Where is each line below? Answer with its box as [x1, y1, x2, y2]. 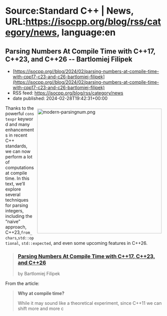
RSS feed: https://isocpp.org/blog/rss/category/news [12, 90, 123, 96]
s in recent [5, 132, 28, 138]
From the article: [5, 280, 39, 287]
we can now [5, 148, 31, 154]
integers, [5, 208, 24, 213]
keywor [17, 116, 33, 122]
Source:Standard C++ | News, [5, 5, 134, 17]
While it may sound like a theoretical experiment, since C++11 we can [17, 300, 162, 306]
